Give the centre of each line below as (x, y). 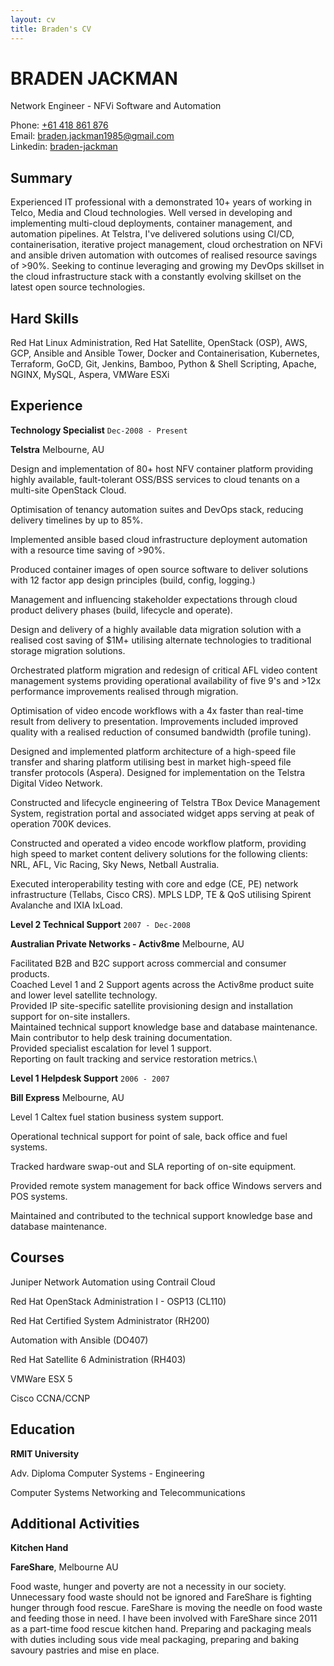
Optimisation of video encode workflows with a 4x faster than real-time (157, 710)
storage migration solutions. (68, 650)
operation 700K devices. (61, 823)
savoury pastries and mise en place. (85, 1650)
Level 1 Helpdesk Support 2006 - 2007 (90, 1078)
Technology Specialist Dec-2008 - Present (99, 430)
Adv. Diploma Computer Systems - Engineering (107, 1473)
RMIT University (45, 1453)
